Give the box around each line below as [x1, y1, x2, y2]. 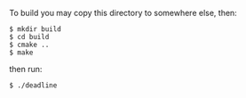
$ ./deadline [9, 81, 58, 90]
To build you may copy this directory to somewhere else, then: [9, 8, 237, 18]
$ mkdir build [9, 25, 62, 34]
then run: [9, 64, 43, 74]
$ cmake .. [9, 40, 50, 49]
